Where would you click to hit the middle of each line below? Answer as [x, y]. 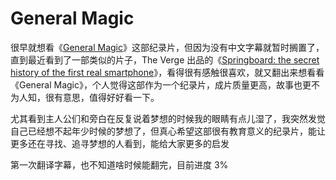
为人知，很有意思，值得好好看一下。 [85, 97]
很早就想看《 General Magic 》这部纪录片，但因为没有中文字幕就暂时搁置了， [167, 47]
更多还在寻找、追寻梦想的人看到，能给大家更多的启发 [120, 143]
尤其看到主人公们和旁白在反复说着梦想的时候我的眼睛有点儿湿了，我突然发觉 [168, 118]
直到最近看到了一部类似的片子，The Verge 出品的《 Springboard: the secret [165, 59]
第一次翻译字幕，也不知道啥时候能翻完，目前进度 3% [119, 164]
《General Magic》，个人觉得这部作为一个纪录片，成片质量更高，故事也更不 [165, 84]
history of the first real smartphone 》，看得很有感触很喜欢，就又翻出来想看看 [167, 72]
